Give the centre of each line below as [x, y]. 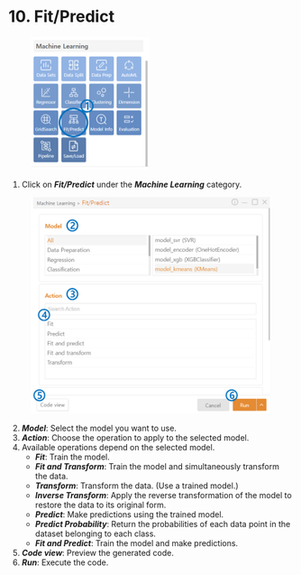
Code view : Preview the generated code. [98, 553]
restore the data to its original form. [100, 505]
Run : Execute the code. [65, 562]
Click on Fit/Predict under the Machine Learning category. [132, 185]
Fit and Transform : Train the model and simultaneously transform [157, 467]
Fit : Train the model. [72, 457]
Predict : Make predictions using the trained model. [129, 515]
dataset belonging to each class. [96, 533]
